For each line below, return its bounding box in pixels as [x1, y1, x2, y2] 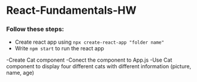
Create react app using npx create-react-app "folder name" [14, 38, 165, 45]
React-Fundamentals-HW [6, 4, 137, 17]
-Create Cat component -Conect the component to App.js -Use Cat [6, 56, 172, 63]
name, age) [6, 69, 35, 77]
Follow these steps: [6, 25, 65, 34]
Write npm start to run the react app [14, 45, 105, 52]
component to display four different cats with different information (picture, [6, 63, 192, 70]
